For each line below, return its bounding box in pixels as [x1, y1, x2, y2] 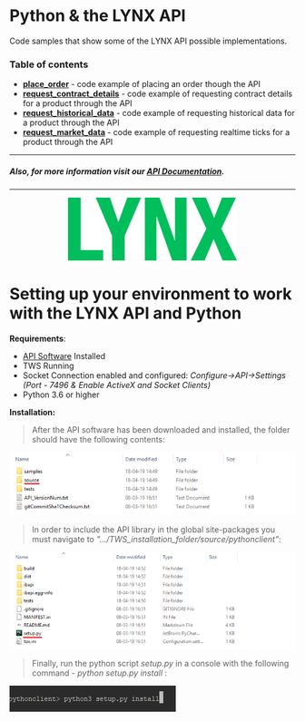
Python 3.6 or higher [22, 389, 100, 400]
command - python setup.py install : [31, 667, 168, 678]
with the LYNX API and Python [9, 303, 242, 324]
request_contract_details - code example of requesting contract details [22, 88, 293, 100]
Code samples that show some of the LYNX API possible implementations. [9, 35, 288, 46]
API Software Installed [22, 351, 106, 362]
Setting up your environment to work [9, 284, 292, 305]
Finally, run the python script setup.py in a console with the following [31, 658, 290, 669]
